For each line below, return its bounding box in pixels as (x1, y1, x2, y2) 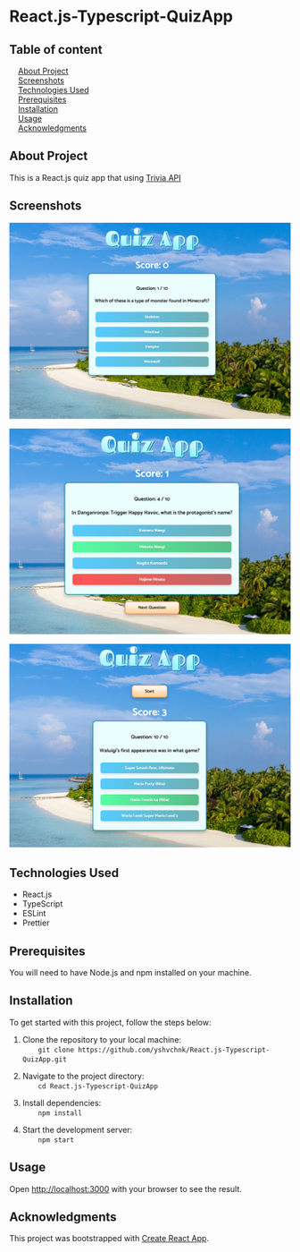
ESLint (21, 908, 46, 919)
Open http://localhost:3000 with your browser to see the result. (9, 1183, 243, 1194)
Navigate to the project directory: (21, 1070, 145, 1081)
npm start (37, 1135, 74, 1145)
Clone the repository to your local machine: (21, 1034, 181, 1044)
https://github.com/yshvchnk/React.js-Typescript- (77, 1045, 271, 1054)
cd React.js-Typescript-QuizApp (37, 1081, 159, 1091)
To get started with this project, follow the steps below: (9, 1017, 212, 1027)
